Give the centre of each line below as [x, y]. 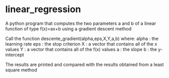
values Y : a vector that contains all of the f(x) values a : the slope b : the [81, 49]
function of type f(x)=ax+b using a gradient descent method [68, 28]
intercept [15, 55]
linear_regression [43, 9]
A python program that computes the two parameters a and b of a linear [81, 23]
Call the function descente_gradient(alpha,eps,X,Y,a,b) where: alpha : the [82, 38]
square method [21, 70]
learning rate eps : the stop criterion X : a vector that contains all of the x [81, 44]
